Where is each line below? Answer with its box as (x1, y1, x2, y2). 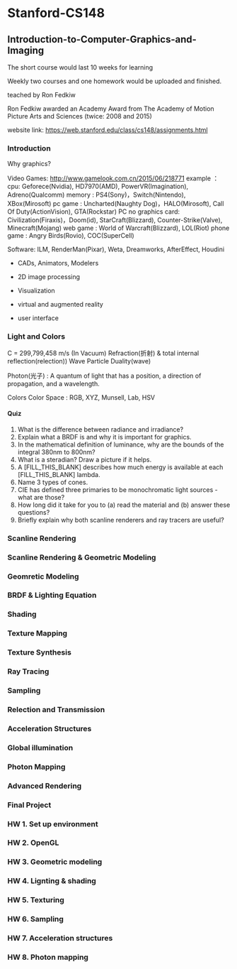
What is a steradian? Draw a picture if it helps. (17, 455, 152, 464)
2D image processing (17, 273, 80, 281)
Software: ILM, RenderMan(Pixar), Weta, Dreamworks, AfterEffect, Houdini (7, 245, 225, 253)
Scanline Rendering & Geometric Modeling (7, 552, 156, 562)
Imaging (7, 44, 45, 56)
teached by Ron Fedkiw (7, 91, 76, 99)
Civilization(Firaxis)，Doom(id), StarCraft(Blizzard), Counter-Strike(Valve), (7, 216, 223, 224)
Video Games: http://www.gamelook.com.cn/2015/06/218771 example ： (7, 174, 219, 182)
